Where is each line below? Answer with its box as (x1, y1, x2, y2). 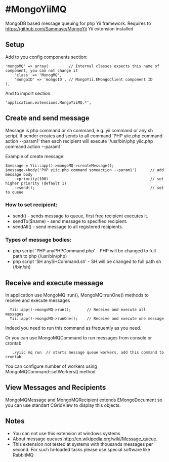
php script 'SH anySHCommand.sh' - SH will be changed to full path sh (12, 258, 161, 264)
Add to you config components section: (5, 54, 88, 60)
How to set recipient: (5, 201, 58, 208)
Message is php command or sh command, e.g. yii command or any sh (5, 127, 153, 133)
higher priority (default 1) (5, 181, 67, 186)
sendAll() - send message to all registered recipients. (12, 223, 123, 229)
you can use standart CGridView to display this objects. (5, 402, 121, 408)
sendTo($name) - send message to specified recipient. (12, 218, 128, 224)
